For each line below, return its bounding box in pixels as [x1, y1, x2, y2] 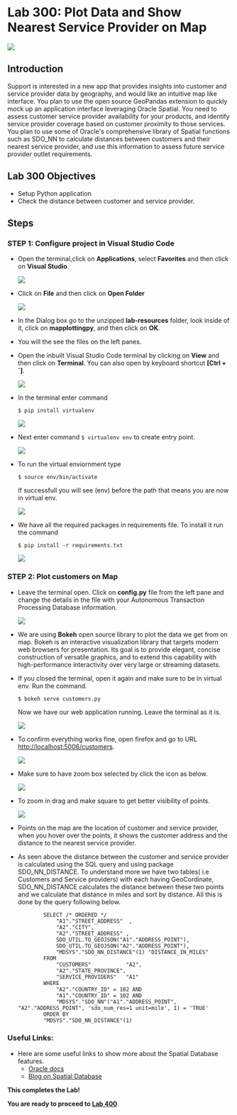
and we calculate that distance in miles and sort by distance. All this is [17, 890, 223, 899]
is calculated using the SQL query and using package [17, 859, 174, 868]
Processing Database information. [17, 603, 117, 611]
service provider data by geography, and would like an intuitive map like [7, 89, 218, 98]
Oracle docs [28, 1064, 65, 1072]
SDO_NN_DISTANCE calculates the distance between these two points [17, 882, 224, 891]
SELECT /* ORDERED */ [43, 911, 108, 918]
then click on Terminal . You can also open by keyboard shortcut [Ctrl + [17, 359, 227, 368]
